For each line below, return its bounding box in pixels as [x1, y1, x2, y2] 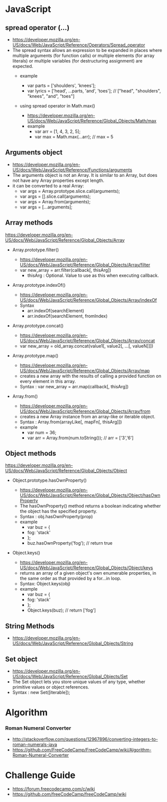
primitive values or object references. [12, 684, 90, 690]
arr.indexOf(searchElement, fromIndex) [27, 313, 108, 319]
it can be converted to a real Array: [12, 182, 84, 188]
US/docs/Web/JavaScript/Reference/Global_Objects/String [12, 641, 134, 647]
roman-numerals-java [12, 741, 57, 748]
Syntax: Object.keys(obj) [19, 581, 71, 587]
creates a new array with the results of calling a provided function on [19, 373, 162, 379]
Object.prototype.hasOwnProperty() [12, 477, 87, 483]
